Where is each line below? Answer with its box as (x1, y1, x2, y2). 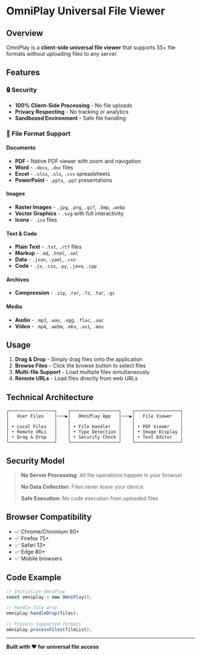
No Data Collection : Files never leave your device (20, 483, 144, 491)
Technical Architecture (6, 392, 94, 402)
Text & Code (6, 230, 37, 237)
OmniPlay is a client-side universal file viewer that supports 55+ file (6, 44, 176, 51)
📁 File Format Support (6, 129, 71, 138)
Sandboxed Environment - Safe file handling (14, 114, 126, 121)
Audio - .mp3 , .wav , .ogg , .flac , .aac (14, 316, 104, 324)
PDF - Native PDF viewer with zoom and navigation (14, 157, 141, 164)
